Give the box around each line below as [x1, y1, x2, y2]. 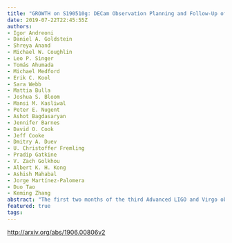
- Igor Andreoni [7, 29, 54, 37]
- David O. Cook [7, 126, 54, 133]
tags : [7, 209, 23, 216]
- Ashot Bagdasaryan [7, 113, 67, 119]
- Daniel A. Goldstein [7, 36, 72, 43]
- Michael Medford [7, 68, 60, 75]
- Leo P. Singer [7, 55, 54, 62]
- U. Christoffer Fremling [7, 145, 85, 152]
